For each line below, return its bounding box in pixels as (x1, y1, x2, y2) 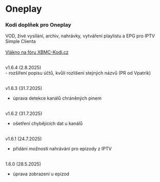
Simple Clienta (5, 38, 36, 44)
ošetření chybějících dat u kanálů (12, 121, 83, 127)
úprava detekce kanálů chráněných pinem (12, 95, 102, 101)
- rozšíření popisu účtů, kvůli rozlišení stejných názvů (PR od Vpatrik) (5, 70, 151, 76)
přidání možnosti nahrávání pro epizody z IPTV (12, 146, 112, 152)
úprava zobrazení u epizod (12, 171, 69, 177)
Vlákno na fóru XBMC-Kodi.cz (5, 49, 69, 55)
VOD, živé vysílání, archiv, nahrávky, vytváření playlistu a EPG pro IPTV (5, 33, 155, 39)
